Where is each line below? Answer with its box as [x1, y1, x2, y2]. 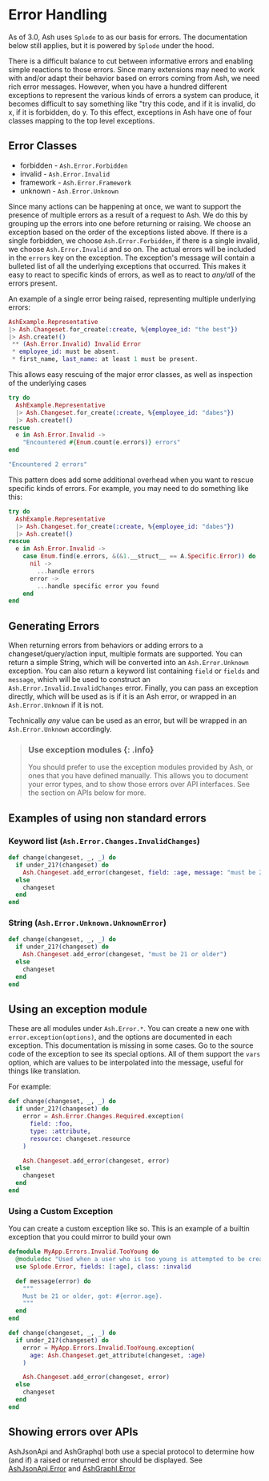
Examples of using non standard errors [8, 811, 207, 825]
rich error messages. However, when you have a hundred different [8, 82, 227, 91]
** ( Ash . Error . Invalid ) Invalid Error [11, 340, 142, 348]
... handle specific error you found [37, 582, 159, 590]
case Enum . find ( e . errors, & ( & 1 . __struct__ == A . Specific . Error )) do [22, 552, 256, 561]
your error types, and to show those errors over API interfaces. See [27, 780, 251, 789]
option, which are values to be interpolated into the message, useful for [8, 1057, 244, 1068]
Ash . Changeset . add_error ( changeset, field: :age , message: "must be [22, 868, 256, 876]
